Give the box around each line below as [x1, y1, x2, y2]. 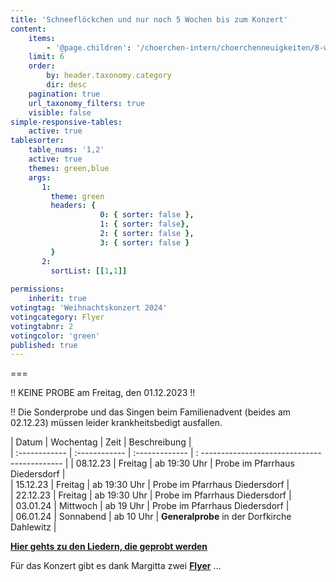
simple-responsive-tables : [10, 117, 123, 127]
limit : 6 [28, 52, 65, 62]
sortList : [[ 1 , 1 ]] [50, 266, 128, 276]
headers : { [50, 201, 97, 211]
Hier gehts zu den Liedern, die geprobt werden [10, 541, 208, 553]
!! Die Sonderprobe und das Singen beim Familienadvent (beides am [10, 406, 291, 418]
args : [28, 172, 52, 183]
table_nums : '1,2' [28, 145, 105, 155]
